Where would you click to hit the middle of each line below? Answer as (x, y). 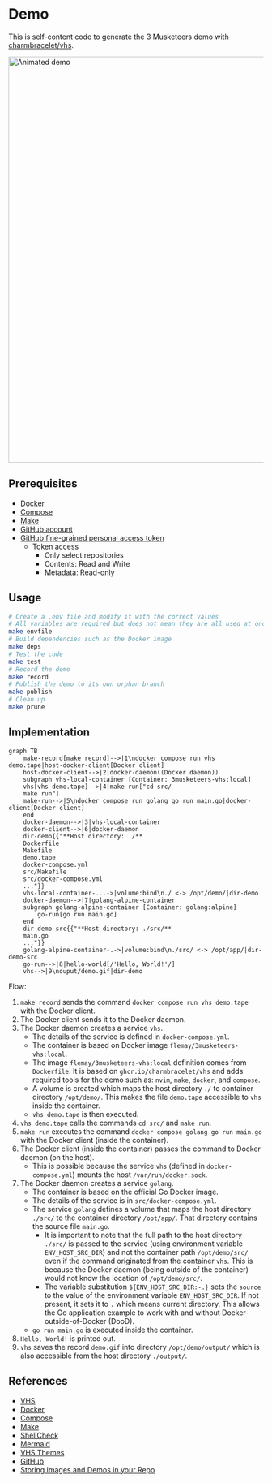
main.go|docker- (224, 800)
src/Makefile (45, 872)
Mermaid (35, 1444)
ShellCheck (39, 1435)
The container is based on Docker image (100, 1045)
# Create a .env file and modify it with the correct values (114, 616)
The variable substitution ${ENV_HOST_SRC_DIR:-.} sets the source (153, 1287)
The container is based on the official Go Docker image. (125, 1192)
